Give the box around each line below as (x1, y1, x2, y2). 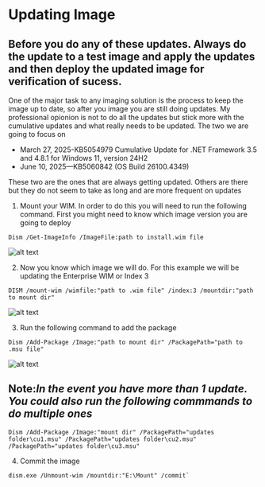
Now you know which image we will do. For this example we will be (19, 263, 240, 272)
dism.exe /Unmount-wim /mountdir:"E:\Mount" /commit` (8, 471, 190, 479)
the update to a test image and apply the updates (8, 49, 255, 63)
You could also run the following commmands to (8, 395, 252, 408)
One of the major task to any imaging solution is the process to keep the (8, 95, 244, 105)
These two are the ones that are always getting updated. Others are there (8, 177, 248, 186)
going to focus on (8, 130, 66, 138)
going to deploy (19, 218, 71, 228)
